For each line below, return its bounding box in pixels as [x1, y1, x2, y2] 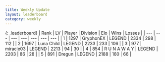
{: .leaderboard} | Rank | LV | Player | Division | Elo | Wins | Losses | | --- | [5, 30, 155, 36]
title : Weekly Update [5, 7, 50, 12]
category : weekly [5, 16, 41, 21]
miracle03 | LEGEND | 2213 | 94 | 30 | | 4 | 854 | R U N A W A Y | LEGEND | [5, 46, 158, 52]
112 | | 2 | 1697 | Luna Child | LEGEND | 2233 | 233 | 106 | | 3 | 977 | [5, 41, 142, 47]
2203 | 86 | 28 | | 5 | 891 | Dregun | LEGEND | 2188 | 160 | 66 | [5, 51, 131, 57]
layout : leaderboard [5, 12, 48, 17]
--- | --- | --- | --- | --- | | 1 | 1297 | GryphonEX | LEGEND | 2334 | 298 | [10, 35, 156, 41]
